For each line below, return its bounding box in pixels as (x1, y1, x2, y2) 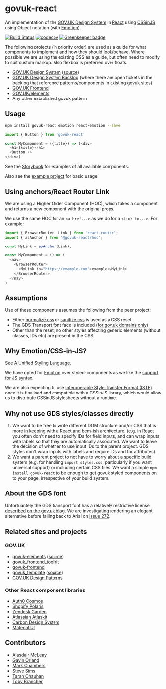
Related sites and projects (5, 528, 87, 536)
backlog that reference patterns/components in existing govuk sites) (12, 80, 153, 86)
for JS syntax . (5, 375, 34, 381)
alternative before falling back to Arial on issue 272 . (5, 513, 111, 519)
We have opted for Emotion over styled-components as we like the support (5, 370, 159, 376)
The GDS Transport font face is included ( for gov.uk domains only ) (12, 322, 149, 328)
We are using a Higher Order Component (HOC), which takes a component (5, 200, 158, 206)
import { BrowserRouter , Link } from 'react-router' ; (5, 230, 119, 235)
